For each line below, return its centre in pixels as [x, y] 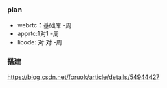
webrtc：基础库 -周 [44, 25]
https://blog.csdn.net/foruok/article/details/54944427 [83, 77]
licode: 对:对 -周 [40, 42]
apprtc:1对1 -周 [38, 34]
